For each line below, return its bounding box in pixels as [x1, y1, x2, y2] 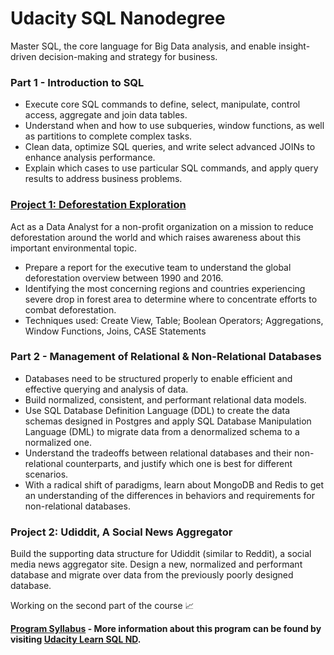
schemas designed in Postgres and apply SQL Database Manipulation [24, 415, 312, 427]
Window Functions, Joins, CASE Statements [24, 325, 207, 337]
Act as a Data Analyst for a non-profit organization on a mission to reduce [10, 220, 314, 232]
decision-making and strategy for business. [38, 50, 218, 62]
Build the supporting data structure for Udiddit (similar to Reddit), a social [10, 548, 312, 560]
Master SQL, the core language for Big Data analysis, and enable [10, 40, 277, 52]
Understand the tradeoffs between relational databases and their [24, 447, 293, 459]
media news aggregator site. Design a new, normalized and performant [10, 558, 303, 571]
